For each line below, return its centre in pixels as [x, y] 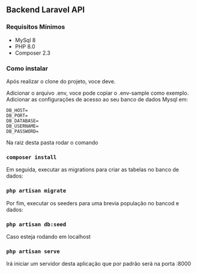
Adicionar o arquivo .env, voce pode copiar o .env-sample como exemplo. [98, 93]
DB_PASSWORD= [23, 131]
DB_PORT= [17, 115]
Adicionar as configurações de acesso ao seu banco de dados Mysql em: [97, 99]
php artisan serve [33, 251]
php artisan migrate [36, 191]
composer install [32, 157]
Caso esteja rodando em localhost [49, 236]
